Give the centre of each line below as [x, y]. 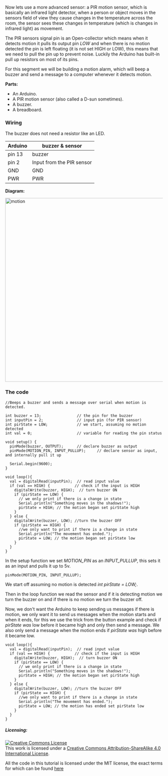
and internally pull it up [33, 455]
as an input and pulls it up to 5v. [38, 566]
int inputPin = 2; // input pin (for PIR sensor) [73, 420]
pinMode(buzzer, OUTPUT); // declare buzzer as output [73, 446]
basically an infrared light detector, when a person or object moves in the [80, 12]
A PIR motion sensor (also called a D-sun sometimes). [68, 99]
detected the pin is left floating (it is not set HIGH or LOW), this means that [82, 49]
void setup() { [21, 442]
